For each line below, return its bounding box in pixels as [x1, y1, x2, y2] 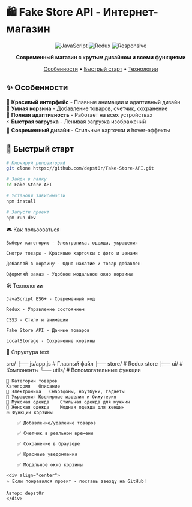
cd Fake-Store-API [6, 182, 52, 188]
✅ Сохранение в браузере [17, 440, 80, 447]
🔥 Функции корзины [6, 409, 53, 415]
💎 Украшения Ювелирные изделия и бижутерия [6, 394, 117, 400]
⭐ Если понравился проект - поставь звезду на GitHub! [6, 478, 147, 484]
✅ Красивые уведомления [17, 451, 78, 457]
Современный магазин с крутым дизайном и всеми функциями [16, 53, 186, 61]
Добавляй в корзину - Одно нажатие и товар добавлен [6, 261, 141, 267]
